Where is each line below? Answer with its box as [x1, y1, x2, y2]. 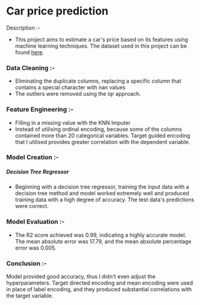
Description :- [6, 24, 41, 31]
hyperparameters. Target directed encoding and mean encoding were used [6, 279, 193, 287]
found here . [14, 48, 44, 55]
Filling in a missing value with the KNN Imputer [14, 119, 131, 126]
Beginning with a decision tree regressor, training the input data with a [14, 183, 190, 190]
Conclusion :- [6, 259, 47, 268]
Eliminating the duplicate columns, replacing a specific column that [14, 77, 182, 85]
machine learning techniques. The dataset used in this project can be [14, 42, 187, 49]
